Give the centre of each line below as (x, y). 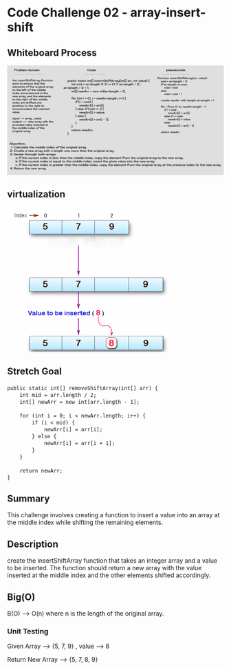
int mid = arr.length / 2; (58, 395)
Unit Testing (28, 631)
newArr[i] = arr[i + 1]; (79, 443)
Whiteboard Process (52, 53)
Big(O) (21, 597)
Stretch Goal (34, 372)
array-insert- (168, 13)
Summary (29, 498)
